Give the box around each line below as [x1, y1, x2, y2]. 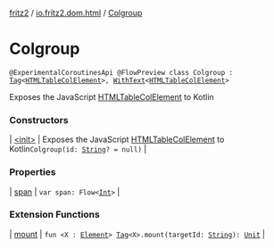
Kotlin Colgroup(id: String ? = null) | [9, 144, 147, 154]
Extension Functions [9, 209, 100, 221]
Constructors [9, 113, 69, 126]
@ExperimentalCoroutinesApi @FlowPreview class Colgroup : [9, 68, 234, 77]
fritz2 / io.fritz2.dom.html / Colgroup [9, 8, 143, 18]
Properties [9, 166, 56, 178]
